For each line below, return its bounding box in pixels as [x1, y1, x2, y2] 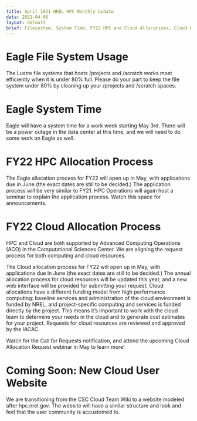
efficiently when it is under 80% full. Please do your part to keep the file [6, 76, 180, 83]
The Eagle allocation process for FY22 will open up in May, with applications [6, 174, 191, 182]
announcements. [6, 200, 47, 207]
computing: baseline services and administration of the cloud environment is [6, 295, 191, 301]
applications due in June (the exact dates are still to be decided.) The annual [6, 270, 191, 277]
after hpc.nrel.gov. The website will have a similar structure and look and [6, 402, 182, 409]
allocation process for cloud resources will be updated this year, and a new [6, 276, 188, 282]
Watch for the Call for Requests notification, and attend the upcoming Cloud [6, 337, 189, 344]
